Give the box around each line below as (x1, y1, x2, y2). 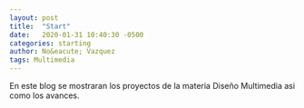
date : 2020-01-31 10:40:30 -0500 (9, 30, 144, 39)
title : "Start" (9, 22, 71, 31)
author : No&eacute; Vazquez (9, 47, 116, 56)
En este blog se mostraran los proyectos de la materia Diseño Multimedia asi (9, 81, 296, 91)
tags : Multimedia (9, 55, 75, 64)
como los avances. (9, 90, 80, 101)
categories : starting (9, 38, 92, 48)
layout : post (9, 13, 59, 23)
